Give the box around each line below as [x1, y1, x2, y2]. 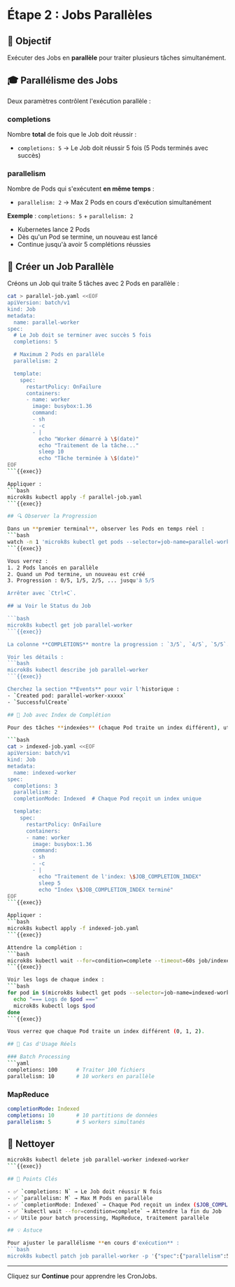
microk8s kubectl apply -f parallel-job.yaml [7, 493, 142, 500]
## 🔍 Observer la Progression [7, 512, 97, 520]
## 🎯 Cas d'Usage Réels [7, 1041, 77, 1048]
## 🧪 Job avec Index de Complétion [7, 711, 111, 719]
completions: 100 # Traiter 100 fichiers [7, 1066, 145, 1073]
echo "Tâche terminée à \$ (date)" [38, 455, 139, 462]
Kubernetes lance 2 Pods [17, 225, 90, 234]
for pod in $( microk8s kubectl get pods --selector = [7, 989, 164, 997]
